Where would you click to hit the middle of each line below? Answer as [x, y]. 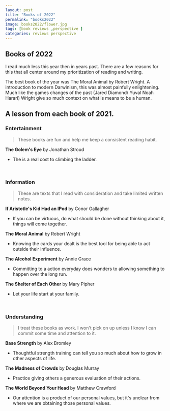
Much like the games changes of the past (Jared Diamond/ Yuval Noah [79, 93]
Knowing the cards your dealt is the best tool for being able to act [81, 243]
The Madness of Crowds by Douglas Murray [52, 368]
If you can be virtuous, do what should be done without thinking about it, [89, 218]
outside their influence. [37, 249]
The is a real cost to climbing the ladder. [55, 159]
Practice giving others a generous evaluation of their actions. [77, 378]
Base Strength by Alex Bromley [38, 343]
